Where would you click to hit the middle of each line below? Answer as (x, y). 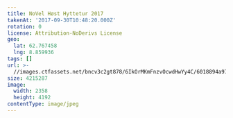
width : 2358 (31, 91)
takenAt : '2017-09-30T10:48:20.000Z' (62, 20)
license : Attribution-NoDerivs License (65, 33)
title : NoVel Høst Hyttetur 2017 (55, 14)
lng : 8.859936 (34, 53)
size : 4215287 (28, 78)
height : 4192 (32, 98)
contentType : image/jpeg (43, 104)
